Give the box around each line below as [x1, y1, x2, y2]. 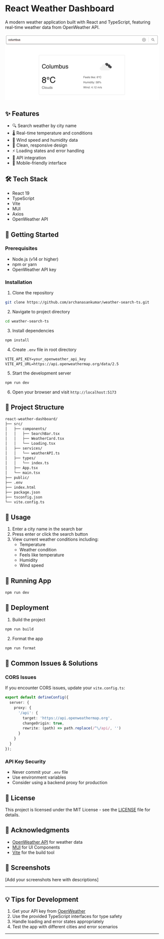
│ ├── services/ [5, 446, 42, 451]
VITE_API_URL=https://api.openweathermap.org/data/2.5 [5, 361, 119, 367]
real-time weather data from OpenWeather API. [5, 24, 100, 30]
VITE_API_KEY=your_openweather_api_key [5, 356, 86, 362]
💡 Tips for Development [5, 895, 79, 903]
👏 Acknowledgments [5, 826, 70, 834]
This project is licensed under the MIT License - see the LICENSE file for [5, 807, 150, 812]
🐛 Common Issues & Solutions [5, 659, 98, 667]
